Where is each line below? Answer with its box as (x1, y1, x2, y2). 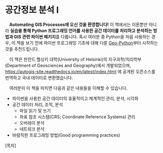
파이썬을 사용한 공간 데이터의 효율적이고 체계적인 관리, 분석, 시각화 (12, 95, 139, 101)
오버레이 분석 (19, 120, 45, 126)
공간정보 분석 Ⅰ (5, 4, 59, 16)
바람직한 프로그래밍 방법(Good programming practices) (12, 132, 121, 138)
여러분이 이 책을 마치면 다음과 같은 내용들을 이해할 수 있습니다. (9, 85, 128, 91)
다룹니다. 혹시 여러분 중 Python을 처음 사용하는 (61, 34, 150, 40)
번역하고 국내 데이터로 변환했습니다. (5, 74, 73, 81)
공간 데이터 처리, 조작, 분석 (12, 101, 63, 108)
